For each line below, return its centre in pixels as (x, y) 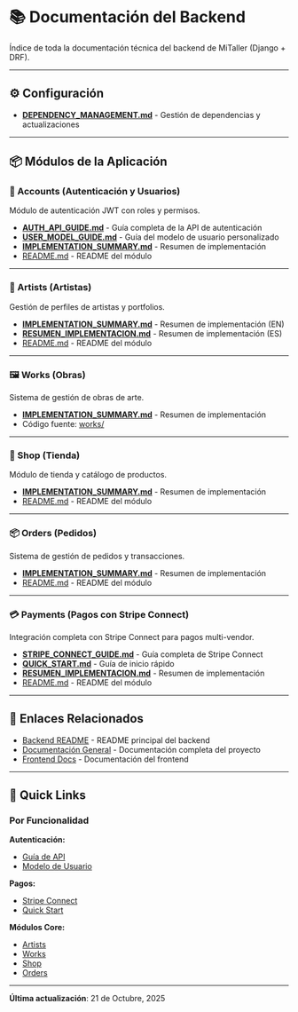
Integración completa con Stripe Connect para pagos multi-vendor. (132, 636)
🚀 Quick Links (47, 795)
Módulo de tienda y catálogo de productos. (88, 475)
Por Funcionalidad (49, 820)
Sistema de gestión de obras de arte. (77, 398)
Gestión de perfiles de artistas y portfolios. (87, 306)
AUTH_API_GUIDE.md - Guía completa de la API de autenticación (142, 228)
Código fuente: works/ (63, 424)
